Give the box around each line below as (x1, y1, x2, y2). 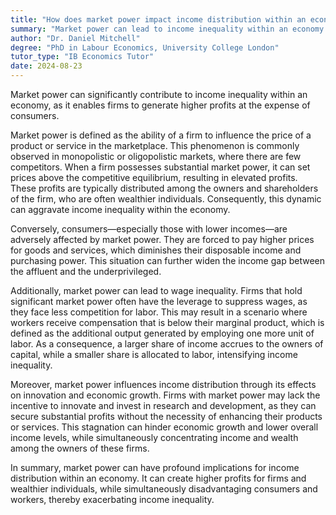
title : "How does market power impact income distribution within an (10, 14, 307, 25)
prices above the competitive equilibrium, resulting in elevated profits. (10, 172, 298, 183)
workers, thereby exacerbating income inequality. (10, 494, 215, 505)
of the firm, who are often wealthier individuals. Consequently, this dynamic (10, 193, 322, 205)
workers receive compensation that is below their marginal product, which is (10, 317, 325, 328)
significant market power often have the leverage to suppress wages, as (10, 296, 308, 307)
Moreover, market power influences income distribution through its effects (10, 379, 317, 390)
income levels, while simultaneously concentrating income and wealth (10, 432, 299, 443)
